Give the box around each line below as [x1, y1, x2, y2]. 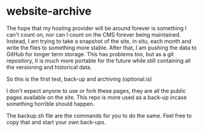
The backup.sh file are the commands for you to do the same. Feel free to [6, 112, 192, 119]
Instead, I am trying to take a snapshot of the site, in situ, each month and [6, 37, 191, 45]
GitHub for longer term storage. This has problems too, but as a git [6, 50, 174, 57]
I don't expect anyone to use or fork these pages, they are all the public [6, 87, 186, 94]
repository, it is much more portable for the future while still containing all [6, 57, 191, 64]
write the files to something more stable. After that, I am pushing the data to [6, 44, 197, 51]
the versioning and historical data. [6, 63, 92, 71]
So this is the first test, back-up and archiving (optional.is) [6, 75, 152, 82]
